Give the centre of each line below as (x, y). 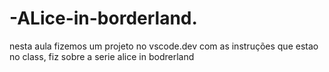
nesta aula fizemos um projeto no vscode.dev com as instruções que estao (164, 46)
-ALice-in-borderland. (103, 18)
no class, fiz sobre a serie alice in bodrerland (102, 56)
